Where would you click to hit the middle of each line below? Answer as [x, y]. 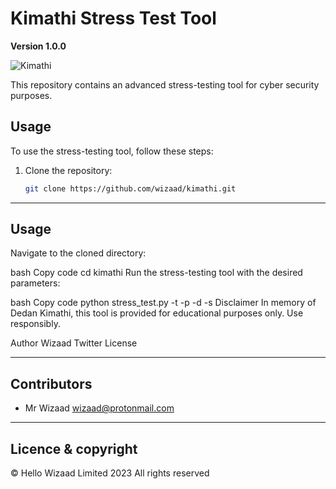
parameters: [35, 283]
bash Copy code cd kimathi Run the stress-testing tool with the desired [156, 273]
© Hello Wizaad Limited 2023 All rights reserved [110, 473]
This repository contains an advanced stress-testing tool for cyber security [165, 84]
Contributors [51, 383]
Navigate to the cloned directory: [78, 253]
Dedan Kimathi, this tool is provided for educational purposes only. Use [157, 313]
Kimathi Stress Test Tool [113, 18]
